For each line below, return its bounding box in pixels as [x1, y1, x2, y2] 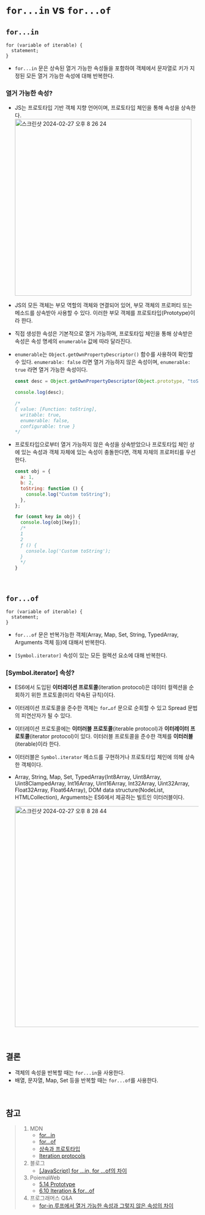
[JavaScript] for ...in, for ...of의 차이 [39, 1167, 127, 1174]
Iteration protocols [39, 1152, 86, 1159]
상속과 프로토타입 [39, 1145, 81, 1152]
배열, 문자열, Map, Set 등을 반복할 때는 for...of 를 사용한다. [14, 1077, 158, 1084]
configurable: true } [20, 423, 76, 430]
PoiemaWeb [29, 1174, 61, 1181]
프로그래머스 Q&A [29, 1194, 73, 1201]
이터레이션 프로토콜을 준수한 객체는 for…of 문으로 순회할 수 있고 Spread [14, 704, 187, 712]
